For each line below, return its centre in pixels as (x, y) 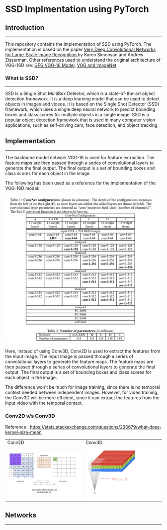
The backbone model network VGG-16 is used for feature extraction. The (80, 158)
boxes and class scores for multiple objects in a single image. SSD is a (77, 115)
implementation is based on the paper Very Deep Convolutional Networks (81, 49)
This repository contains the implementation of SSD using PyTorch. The (78, 44)
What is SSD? (22, 78)
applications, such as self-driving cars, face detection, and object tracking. (82, 125)
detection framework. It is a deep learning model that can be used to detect (83, 99)
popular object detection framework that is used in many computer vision (80, 120)
